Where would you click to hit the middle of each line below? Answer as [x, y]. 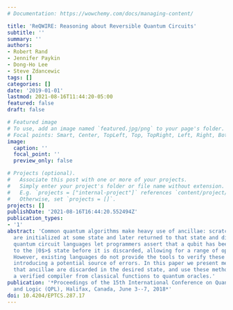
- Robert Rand [28, 52]
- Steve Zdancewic [34, 71]
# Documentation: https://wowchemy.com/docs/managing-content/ [101, 13]
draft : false [26, 110]
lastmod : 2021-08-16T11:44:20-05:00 [60, 97]
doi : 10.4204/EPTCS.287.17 [46, 295]
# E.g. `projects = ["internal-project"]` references [89, 192]
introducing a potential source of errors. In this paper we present [116, 264]
